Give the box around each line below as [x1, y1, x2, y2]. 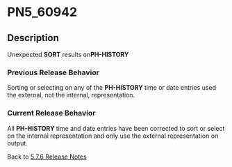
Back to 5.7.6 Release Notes [7, 152, 87, 161]
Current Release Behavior [7, 109, 96, 118]
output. [7, 138, 28, 147]
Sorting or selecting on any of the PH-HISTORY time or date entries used [7, 83, 217, 92]
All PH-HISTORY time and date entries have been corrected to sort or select [7, 124, 225, 132]
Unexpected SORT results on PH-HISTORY [7, 50, 129, 58]
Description [7, 32, 59, 44]
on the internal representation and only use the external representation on [7, 132, 219, 140]
